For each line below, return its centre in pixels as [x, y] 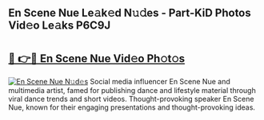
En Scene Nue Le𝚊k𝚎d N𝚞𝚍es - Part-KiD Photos [130, 13]
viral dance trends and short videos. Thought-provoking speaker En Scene [131, 99]
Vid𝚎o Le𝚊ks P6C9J [60, 26]
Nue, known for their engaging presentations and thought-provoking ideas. [132, 107]
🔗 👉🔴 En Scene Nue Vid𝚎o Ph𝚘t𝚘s [97, 58]
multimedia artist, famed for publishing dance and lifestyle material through [132, 90]
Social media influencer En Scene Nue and [160, 81]
